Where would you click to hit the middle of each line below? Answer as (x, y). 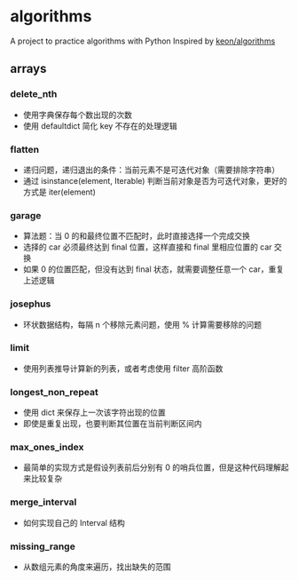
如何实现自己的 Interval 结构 (74, 522)
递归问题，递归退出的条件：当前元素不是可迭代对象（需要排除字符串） (151, 170)
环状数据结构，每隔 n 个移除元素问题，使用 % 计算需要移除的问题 (142, 324)
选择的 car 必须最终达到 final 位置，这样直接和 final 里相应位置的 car (148, 247)
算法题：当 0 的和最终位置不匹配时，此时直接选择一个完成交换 (137, 236)
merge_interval (43, 502)
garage (26, 215)
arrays (28, 69)
